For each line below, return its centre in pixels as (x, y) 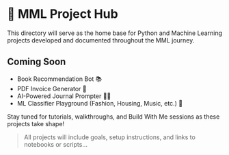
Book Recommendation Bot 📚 (59, 79)
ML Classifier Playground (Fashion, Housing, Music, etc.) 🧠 (100, 103)
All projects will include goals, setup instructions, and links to (110, 137)
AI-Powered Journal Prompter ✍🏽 (64, 96)
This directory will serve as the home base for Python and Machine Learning (114, 33)
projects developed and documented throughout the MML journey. (101, 40)
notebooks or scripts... (55, 144)
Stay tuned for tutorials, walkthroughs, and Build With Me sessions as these (113, 117)
